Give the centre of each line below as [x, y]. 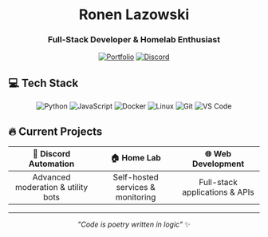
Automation [51, 164]
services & [136, 188]
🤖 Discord [51, 154]
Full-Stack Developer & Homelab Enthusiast [134, 40]
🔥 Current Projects [55, 131]
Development [218, 164]
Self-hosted [136, 177]
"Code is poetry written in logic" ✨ [134, 224]
